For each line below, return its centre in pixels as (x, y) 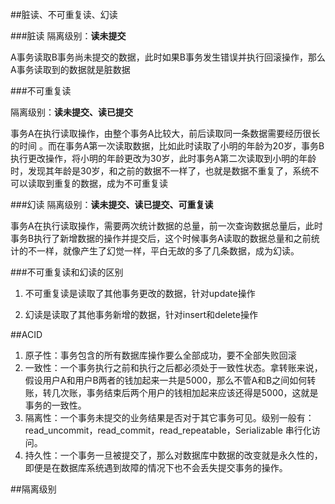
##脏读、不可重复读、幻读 (64, 14)
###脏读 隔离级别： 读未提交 (68, 36)
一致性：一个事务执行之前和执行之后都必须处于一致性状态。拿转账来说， (173, 367)
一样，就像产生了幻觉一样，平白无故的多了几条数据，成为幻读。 (168, 251)
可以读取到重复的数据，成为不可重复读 (89, 183)
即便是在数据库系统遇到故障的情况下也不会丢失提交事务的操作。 (156, 467)
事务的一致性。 (55, 405)
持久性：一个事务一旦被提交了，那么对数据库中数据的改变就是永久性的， (173, 455)
